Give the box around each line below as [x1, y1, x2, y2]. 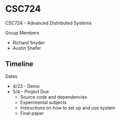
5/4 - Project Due [12, 88, 49, 95]
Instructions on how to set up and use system [20, 105, 115, 111]
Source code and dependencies [20, 94, 87, 100]
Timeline [5, 59, 34, 69]
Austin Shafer [12, 45, 42, 51]
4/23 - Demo [12, 83, 40, 89]
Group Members [5, 29, 39, 36]
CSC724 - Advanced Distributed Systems [5, 20, 92, 26]
